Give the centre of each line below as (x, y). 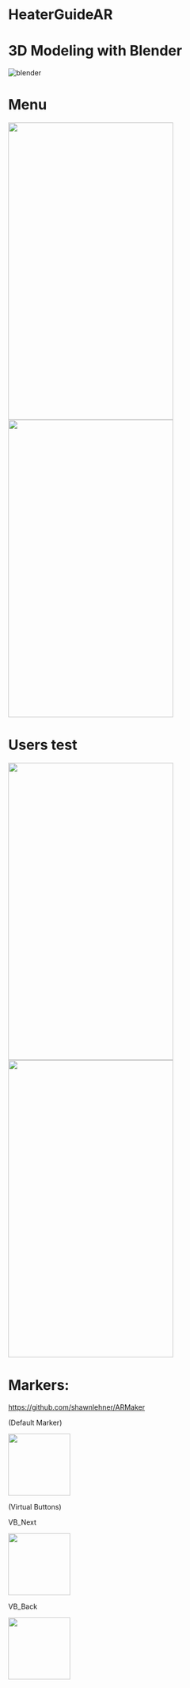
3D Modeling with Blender (95, 51)
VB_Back (23, 1606)
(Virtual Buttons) (35, 1506)
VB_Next (23, 1522)
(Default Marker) (35, 1422)
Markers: (39, 1386)
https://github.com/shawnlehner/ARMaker (76, 1407)
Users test (43, 745)
